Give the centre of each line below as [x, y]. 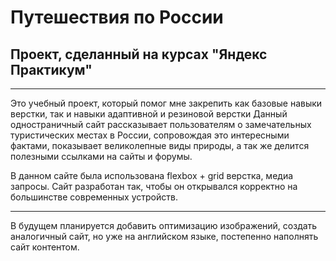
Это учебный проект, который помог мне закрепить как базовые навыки [166, 103]
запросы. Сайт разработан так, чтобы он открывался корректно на [154, 186]
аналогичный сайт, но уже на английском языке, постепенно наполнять [164, 236]
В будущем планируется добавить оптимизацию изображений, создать [164, 225]
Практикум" [51, 69]
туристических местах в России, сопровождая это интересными [150, 135]
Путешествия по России [117, 17]
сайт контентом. [45, 247]
